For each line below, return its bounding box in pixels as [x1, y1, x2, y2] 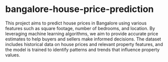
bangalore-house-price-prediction [5, 3, 154, 15]
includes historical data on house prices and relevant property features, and [5, 41, 163, 47]
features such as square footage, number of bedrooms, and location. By [5, 25, 155, 31]
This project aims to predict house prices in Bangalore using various [5, 20, 147, 26]
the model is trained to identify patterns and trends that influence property [5, 46, 160, 52]
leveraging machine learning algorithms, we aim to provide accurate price [5, 30, 158, 36]
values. [5, 51, 20, 58]
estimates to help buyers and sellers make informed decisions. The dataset [5, 36, 161, 42]
